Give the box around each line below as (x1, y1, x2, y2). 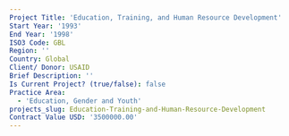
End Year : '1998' (9, 30, 74, 38)
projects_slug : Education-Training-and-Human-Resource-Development (9, 105, 267, 114)
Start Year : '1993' (9, 21, 82, 30)
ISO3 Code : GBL (9, 38, 66, 47)
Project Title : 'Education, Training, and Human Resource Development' (9, 13, 282, 22)
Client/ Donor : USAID (9, 64, 90, 72)
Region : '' (9, 47, 50, 55)
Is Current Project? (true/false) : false (9, 80, 166, 89)
